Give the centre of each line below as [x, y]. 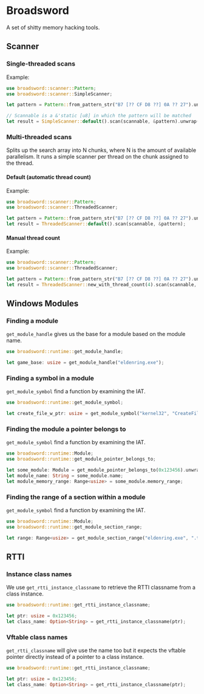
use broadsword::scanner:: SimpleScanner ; [59, 94]
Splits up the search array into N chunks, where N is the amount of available [101, 150]
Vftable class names [37, 637]
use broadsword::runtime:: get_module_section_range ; [74, 527]
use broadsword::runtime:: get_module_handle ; [65, 352]
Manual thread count [33, 238]
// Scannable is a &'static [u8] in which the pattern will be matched [99, 116]
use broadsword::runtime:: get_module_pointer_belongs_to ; [81, 459]
